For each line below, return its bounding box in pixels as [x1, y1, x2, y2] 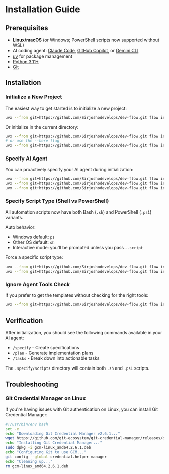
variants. [5, 215, 24, 221]
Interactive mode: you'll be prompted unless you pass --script [12, 245, 143, 251]
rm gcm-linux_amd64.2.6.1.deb [5, 463, 69, 469]
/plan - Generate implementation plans [12, 350, 94, 356]
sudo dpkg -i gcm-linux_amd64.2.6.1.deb [5, 445, 92, 450]
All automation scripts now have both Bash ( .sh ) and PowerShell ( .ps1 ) [5, 209, 152, 215]
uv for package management [12, 53, 73, 59]
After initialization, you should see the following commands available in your [5, 330, 162, 336]
